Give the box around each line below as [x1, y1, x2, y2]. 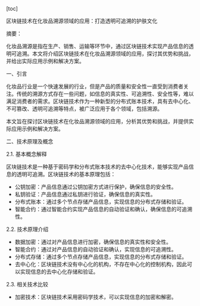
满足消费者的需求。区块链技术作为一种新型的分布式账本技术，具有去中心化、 [6, 98, 194, 105]
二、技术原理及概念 [6, 138, 54, 145]
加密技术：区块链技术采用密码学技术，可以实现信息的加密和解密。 [14, 293, 177, 300]
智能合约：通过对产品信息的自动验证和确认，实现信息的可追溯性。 [14, 246, 177, 252]
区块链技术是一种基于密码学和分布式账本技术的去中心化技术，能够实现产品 [6, 163, 189, 170]
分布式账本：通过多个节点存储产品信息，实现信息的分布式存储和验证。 [14, 198, 187, 205]
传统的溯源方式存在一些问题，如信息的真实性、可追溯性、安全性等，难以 [16, 90, 194, 97]
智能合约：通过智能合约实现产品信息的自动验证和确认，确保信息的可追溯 [14, 205, 192, 213]
